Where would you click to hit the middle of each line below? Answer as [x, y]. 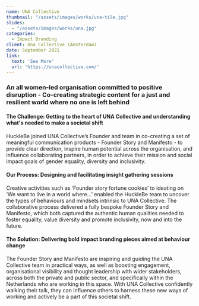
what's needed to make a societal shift [55, 123]
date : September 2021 [33, 50]
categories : [21, 34]
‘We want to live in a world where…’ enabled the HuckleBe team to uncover [98, 194]
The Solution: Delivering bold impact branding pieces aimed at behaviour [98, 239]
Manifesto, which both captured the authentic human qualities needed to [95, 213]
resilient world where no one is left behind [68, 103]
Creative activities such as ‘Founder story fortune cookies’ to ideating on [95, 188]
